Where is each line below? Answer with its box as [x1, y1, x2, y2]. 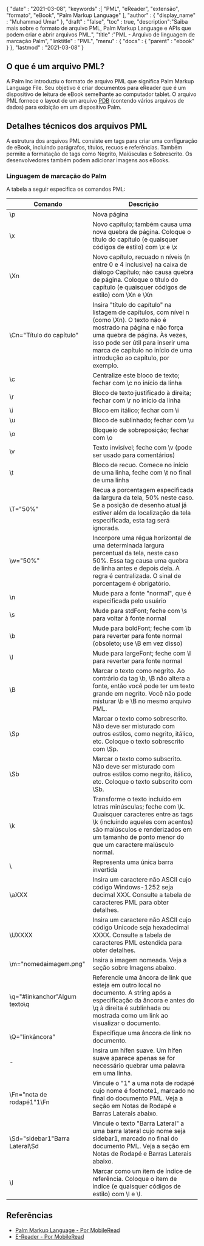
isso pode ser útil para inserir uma [92, 338, 189, 347]
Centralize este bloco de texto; [92, 371, 180, 379]
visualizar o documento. [92, 1019, 161, 1027]
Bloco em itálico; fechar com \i [92, 406, 179, 414]
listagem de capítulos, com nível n [92, 308, 189, 317]
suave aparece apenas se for [92, 1053, 175, 1062]
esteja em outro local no [92, 981, 161, 989]
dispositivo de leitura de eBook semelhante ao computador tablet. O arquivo [6, 91, 197, 98]
